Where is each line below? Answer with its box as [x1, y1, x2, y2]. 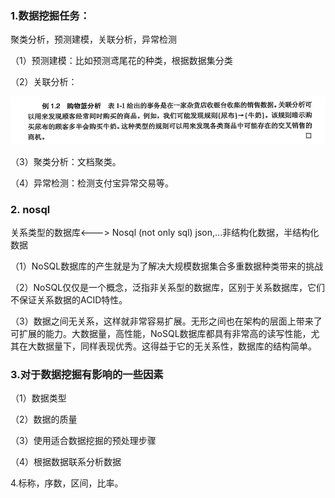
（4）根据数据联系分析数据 [10, 456, 122, 468]
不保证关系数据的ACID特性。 [10, 294, 128, 306]
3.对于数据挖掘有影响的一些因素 [10, 368, 164, 382]
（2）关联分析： [10, 76, 78, 88]
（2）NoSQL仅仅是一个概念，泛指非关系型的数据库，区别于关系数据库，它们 [10, 282, 326, 294]
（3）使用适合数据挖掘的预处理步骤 [10, 435, 157, 447]
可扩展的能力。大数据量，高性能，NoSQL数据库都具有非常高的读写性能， [10, 328, 312, 340]
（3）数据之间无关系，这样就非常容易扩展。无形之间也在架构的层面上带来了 [10, 315, 323, 327]
